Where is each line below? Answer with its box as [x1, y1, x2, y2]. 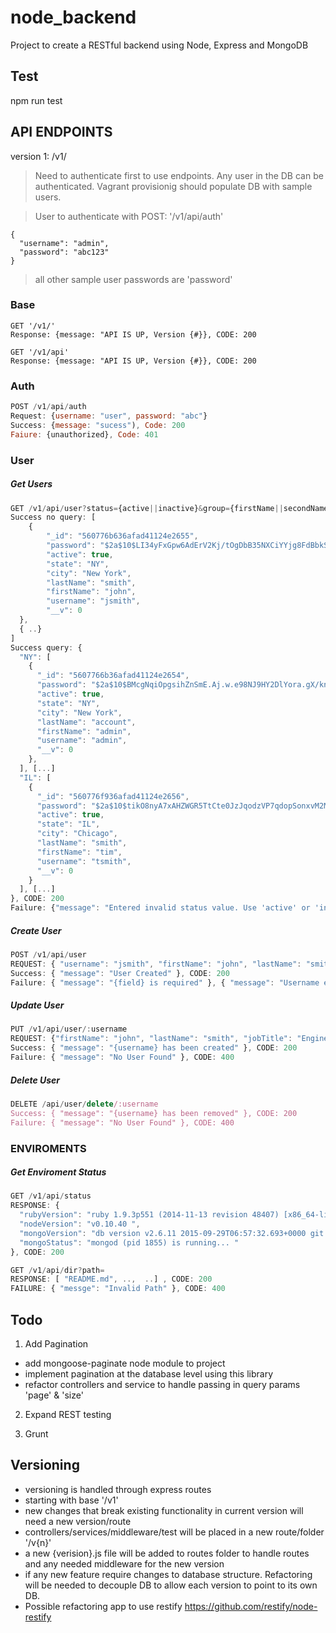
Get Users [10, 478, 53, 490]
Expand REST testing [24, 1409, 112, 1421]
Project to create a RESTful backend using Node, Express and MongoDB [10, 39, 309, 51]
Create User [10, 924, 62, 936]
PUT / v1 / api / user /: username [10, 1024, 128, 1035]
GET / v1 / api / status [10, 1191, 92, 1201]
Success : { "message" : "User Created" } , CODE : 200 [10, 968, 230, 978]
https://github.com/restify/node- [184, 1600, 318, 1612]
